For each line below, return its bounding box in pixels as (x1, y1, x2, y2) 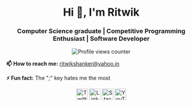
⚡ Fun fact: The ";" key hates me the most (6, 75, 111, 82)
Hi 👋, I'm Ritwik (63, 5, 140, 19)
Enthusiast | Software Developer (52, 34, 150, 43)
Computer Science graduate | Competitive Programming (17, 27, 186, 36)
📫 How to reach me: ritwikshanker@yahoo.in (6, 60, 119, 67)
